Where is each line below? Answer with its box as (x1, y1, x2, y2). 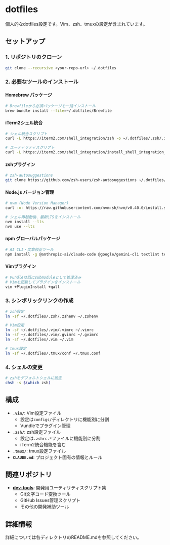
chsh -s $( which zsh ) (5, 380, 51, 385)
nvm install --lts (5, 219, 44, 224)
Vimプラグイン (5, 263, 36, 269)
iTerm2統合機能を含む (20, 441, 66, 447)
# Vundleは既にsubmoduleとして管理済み (5, 275, 82, 280)
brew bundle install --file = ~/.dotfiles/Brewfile (5, 108, 112, 113)
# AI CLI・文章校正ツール (5, 247, 54, 252)
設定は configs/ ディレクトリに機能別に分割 (20, 416, 109, 422)
